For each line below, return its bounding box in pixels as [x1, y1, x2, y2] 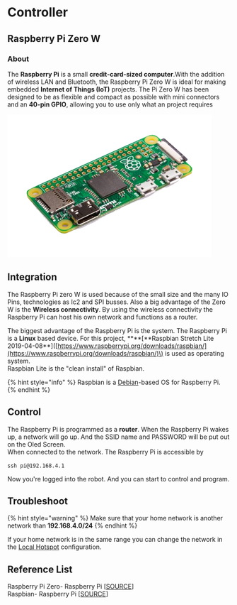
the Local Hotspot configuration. [7, 543, 102, 551]
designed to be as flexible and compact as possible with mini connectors [7, 92, 220, 101]
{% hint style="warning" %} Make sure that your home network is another [7, 514, 224, 523]
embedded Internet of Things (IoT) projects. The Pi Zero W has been [7, 85, 209, 93]
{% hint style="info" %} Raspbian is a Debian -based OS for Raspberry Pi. [7, 378, 221, 386]
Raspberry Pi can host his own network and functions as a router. [7, 312, 198, 321]
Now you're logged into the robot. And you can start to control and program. [7, 474, 230, 483]
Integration [7, 271, 58, 283]
